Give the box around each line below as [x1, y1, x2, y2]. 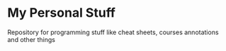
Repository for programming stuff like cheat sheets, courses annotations [7, 28, 219, 36]
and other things [7, 35, 55, 43]
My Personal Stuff [7, 5, 115, 21]
